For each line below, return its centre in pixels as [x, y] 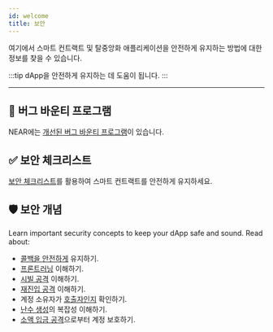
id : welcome [28, 16]
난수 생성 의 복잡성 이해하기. [64, 309]
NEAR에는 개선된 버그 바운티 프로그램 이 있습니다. [87, 132]
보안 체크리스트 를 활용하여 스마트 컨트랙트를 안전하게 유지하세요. [110, 181]
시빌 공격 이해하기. [50, 278]
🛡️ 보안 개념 [35, 210]
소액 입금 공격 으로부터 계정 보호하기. [78, 319]
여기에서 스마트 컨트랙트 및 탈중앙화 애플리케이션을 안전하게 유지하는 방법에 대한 [135, 48]
